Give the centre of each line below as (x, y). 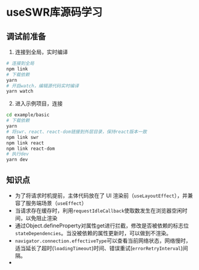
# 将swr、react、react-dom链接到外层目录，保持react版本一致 (77, 132)
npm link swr (23, 137)
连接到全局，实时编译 (41, 52)
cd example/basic (28, 115)
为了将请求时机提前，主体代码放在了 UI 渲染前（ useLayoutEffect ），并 (101, 195)
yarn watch (20, 91)
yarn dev (17, 160)
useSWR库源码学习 (54, 12)
